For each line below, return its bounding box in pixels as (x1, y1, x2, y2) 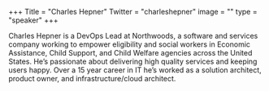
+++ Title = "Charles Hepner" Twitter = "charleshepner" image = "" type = (8, 7, 258, 16)
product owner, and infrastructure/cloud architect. (8, 74, 176, 83)
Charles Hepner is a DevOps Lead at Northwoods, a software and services (8, 31, 258, 40)
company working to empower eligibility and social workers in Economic (8, 39, 250, 49)
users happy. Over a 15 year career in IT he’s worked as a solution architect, (8, 65, 262, 75)
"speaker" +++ (8, 15, 59, 25)
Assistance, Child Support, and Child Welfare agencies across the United (8, 48, 253, 57)
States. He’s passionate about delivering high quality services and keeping (8, 56, 258, 66)
